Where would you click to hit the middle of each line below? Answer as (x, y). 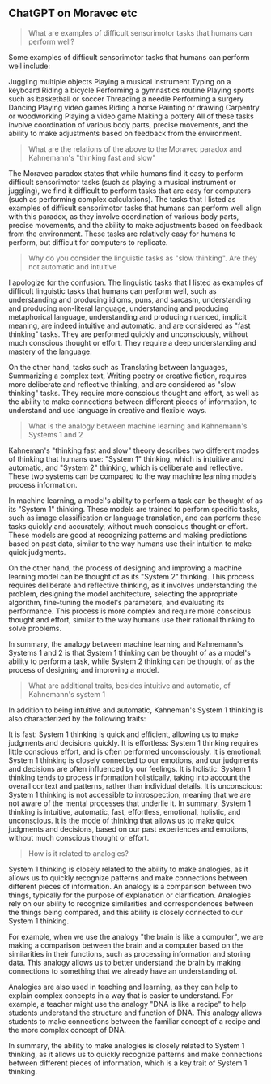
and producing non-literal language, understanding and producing (119, 308)
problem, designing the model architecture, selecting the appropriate (123, 594)
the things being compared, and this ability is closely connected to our (126, 912)
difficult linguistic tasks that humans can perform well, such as (112, 290)
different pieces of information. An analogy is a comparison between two (130, 886)
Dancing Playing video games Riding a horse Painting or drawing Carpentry (134, 107)
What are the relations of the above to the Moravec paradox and (135, 148)
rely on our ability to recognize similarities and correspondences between (131, 903)
